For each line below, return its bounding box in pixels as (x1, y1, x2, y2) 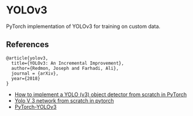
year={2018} (11, 75, 41, 82)
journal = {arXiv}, (11, 71, 59, 76)
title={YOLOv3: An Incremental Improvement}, (11, 60, 125, 66)
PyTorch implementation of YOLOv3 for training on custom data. (6, 23, 161, 30)
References (6, 40, 49, 50)
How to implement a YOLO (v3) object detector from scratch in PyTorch (14, 91, 187, 98)
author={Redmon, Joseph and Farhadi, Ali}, (11, 65, 119, 71)
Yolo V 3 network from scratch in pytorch (14, 97, 114, 104)
